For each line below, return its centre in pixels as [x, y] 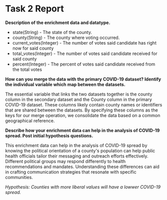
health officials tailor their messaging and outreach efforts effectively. [77, 156]
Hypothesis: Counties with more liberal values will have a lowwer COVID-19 [83, 187]
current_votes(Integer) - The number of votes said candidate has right [84, 42]
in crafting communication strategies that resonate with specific [71, 172]
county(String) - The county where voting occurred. [66, 37]
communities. [19, 177]
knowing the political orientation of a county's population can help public [80, 150]
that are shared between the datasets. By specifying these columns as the [82, 110]
